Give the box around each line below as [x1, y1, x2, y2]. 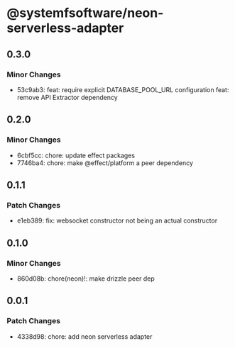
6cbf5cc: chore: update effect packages [16, 151, 136, 159]
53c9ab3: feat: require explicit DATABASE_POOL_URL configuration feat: [16, 85, 229, 94]
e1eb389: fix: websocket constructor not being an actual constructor [16, 216, 218, 225]
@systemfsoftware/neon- [6, 5, 164, 21]
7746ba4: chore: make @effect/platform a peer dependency [16, 158, 193, 167]
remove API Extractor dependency [16, 93, 118, 101]
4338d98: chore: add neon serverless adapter [16, 332, 153, 341]
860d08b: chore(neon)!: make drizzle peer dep [16, 274, 155, 283]
